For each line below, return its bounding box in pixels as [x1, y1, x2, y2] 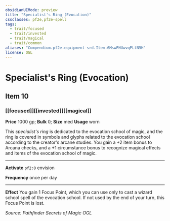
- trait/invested [10, 31, 47, 36]
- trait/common [10, 41, 42, 46]
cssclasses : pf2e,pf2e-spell [5, 17, 67, 22]
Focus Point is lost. [5, 200, 45, 206]
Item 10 [5, 92, 29, 101]
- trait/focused [10, 26, 44, 31]
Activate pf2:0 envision [5, 165, 55, 171]
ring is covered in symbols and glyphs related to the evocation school [5, 134, 150, 140]
